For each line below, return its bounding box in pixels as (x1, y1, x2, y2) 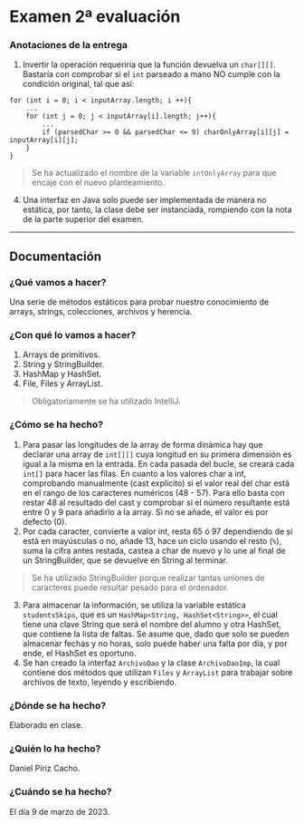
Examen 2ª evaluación (9, 6, 181, 27)
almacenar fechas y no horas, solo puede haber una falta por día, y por (22, 637, 288, 649)
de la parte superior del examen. (22, 214, 145, 225)
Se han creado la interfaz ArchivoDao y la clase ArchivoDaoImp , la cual (22, 657, 280, 668)
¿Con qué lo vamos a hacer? (9, 329, 137, 342)
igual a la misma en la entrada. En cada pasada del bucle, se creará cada (22, 458, 295, 469)
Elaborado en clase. (9, 720, 83, 731)
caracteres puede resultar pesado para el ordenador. (31, 582, 229, 593)
